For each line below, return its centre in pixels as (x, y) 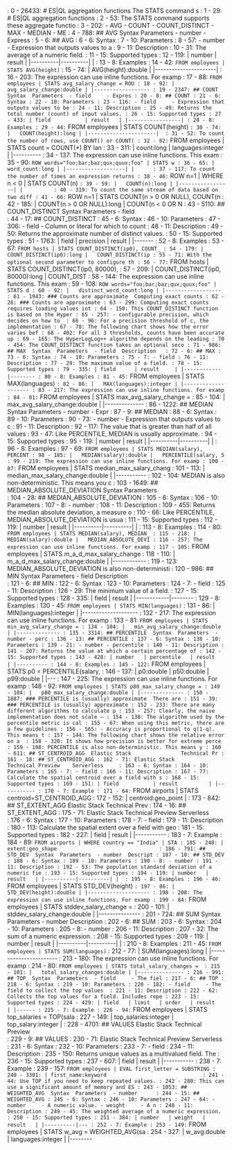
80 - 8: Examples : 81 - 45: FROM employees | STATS (124, 376)
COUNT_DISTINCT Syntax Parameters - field (71, 211)
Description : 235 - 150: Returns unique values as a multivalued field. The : (114, 1054)
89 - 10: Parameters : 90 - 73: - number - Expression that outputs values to (114, 419)
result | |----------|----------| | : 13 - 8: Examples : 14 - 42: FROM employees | (116, 62)
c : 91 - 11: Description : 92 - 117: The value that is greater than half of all (110, 426)
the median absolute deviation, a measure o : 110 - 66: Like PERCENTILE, (111, 512)
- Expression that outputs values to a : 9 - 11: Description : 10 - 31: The (107, 48)
